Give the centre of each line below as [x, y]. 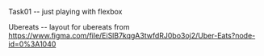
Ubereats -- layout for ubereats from [69, 27]
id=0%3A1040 [32, 44]
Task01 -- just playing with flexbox [65, 12]
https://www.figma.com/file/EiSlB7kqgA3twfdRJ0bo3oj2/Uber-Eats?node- [132, 36]
